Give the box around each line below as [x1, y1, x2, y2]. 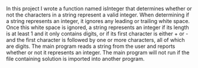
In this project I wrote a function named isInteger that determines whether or [6, 5, 192, 12]
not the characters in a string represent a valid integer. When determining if [6, 11, 189, 18]
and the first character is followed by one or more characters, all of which [6, 37, 185, 43]
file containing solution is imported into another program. [6, 56, 145, 62]
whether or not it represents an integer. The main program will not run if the [6, 49, 190, 56]
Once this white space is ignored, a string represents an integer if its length [6, 24, 189, 31]
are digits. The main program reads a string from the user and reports [6, 43, 176, 50]
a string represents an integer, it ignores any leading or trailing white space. [6, 18, 190, 24]
